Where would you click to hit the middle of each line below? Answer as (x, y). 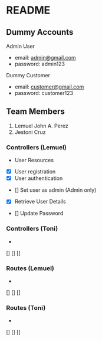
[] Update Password (39, 214)
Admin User (21, 46)
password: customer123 (44, 93)
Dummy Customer (28, 75)
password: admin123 (40, 64)
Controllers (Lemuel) (36, 147)
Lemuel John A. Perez (42, 126)
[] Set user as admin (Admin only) (55, 190)
